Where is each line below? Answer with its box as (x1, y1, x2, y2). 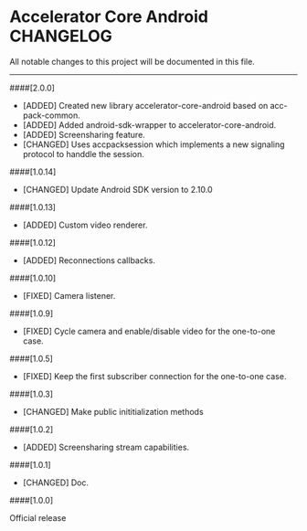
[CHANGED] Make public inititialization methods (22, 406, 204, 417)
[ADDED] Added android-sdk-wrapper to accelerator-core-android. (22, 119, 277, 130)
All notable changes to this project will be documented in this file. (9, 56, 256, 67)
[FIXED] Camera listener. (22, 290, 116, 301)
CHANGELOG (9, 26, 112, 47)
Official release (9, 512, 67, 523)
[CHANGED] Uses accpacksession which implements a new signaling (22, 139, 285, 150)
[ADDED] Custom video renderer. (22, 219, 148, 230)
